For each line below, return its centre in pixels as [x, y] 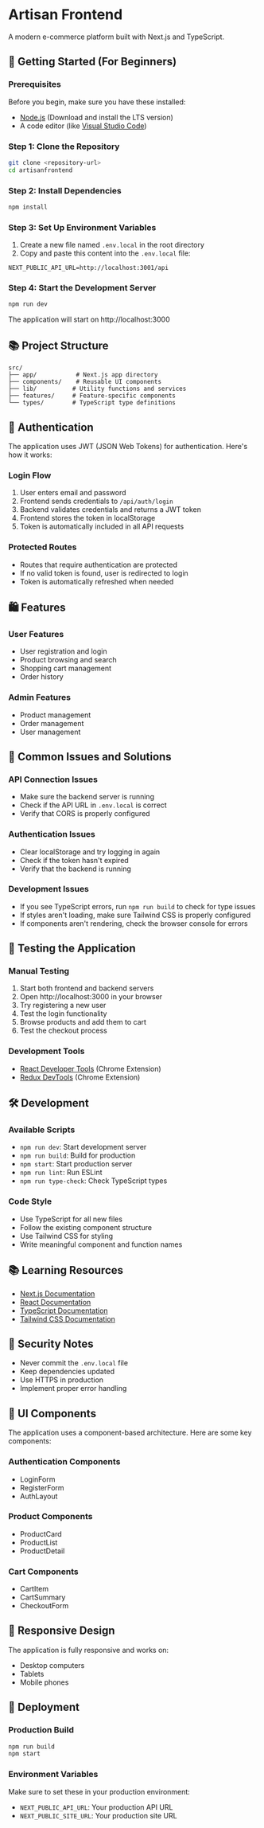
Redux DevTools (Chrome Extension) [80, 1077]
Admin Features [40, 697]
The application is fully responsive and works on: [89, 1650]
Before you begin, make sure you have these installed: [97, 102]
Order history [41, 677]
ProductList [39, 1542]
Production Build [41, 1730]
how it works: [30, 455]
